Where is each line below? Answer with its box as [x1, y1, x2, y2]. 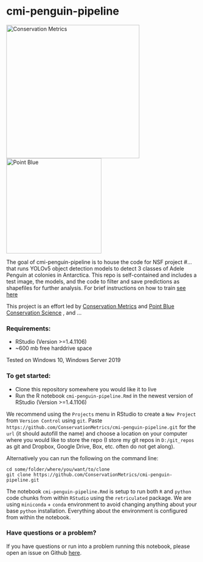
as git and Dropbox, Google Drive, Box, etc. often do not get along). [6, 443, 175, 450]
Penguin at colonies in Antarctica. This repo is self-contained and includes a [6, 271, 197, 279]
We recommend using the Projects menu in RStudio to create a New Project [6, 410, 196, 418]
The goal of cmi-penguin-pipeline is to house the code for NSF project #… [6, 258, 193, 266]
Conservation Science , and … [6, 309, 82, 316]
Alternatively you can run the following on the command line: [6, 454, 159, 461]
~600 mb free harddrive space [15, 344, 92, 352]
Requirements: [6, 324, 51, 333]
